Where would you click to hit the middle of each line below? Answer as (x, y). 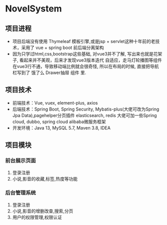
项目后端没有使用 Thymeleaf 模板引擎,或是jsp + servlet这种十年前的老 (84, 41)
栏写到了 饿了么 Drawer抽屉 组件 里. (49, 72)
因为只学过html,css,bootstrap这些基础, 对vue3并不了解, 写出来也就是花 (85, 54)
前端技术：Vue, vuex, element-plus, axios (55, 102)
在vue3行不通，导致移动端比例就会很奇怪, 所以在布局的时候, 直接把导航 (85, 66)
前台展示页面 (21, 160)
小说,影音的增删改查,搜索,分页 (43, 211)
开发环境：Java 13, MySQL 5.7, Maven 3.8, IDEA (61, 127)
